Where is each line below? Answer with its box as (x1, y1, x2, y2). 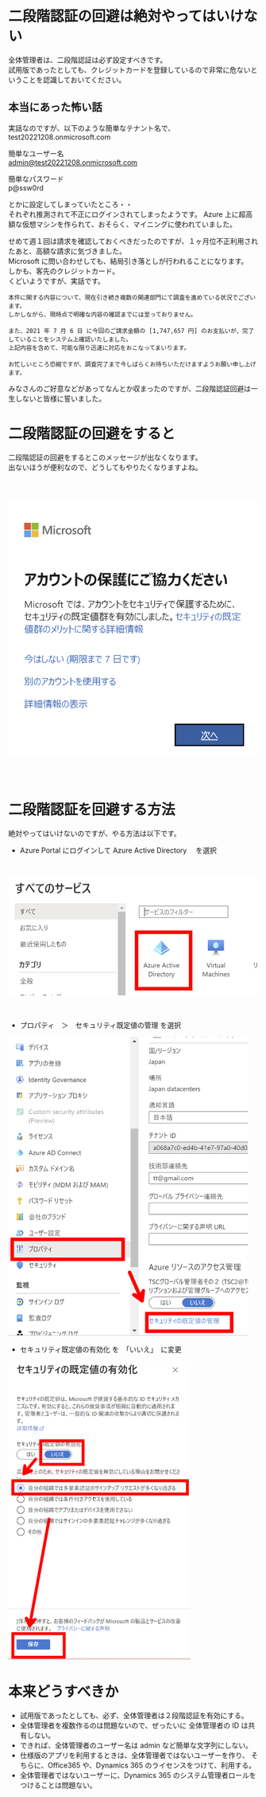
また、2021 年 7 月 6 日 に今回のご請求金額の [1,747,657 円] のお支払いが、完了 (8, 327, 255, 335)
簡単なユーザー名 (8, 148, 64, 158)
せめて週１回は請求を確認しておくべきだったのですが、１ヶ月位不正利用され (8, 236, 258, 245)
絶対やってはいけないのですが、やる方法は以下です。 (8, 828, 181, 838)
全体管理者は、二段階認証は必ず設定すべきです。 (8, 55, 168, 65)
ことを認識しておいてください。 (21, 75, 126, 84)
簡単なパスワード (8, 174, 64, 183)
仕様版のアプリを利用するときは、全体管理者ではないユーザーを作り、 (19, 1750, 249, 1760)
